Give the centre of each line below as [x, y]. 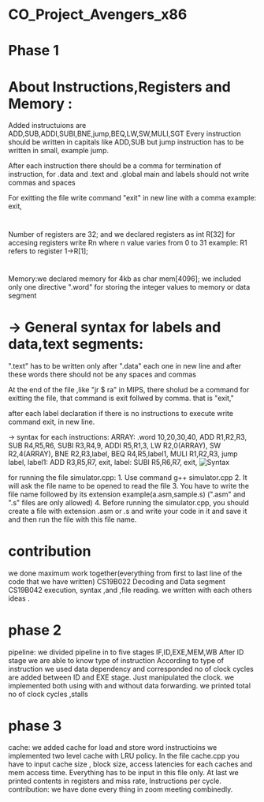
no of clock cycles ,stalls [48, 694]
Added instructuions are [47, 126]
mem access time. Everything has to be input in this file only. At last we [123, 773]
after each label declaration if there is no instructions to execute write [121, 413]
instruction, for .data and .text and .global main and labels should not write [129, 174]
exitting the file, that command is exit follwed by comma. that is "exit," [121, 398]
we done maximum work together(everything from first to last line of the [125, 573]
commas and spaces [42, 182]
